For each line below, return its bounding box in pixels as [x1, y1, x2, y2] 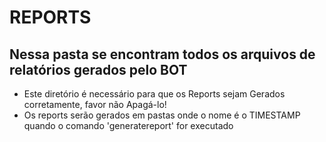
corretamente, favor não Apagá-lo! [23, 99, 167, 110]
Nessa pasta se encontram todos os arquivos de [9, 46, 316, 63]
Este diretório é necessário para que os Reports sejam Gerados [23, 88, 286, 100]
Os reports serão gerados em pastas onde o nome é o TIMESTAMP [23, 109, 301, 121]
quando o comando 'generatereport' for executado [23, 120, 234, 131]
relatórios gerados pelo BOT [9, 61, 188, 78]
